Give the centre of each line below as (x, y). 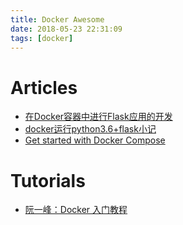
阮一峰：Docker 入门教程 (76, 210)
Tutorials (48, 180)
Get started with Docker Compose (95, 140)
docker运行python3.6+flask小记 (90, 129)
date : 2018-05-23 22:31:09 (66, 29)
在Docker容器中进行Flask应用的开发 (98, 117)
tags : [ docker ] (42, 38)
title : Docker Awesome (57, 19)
